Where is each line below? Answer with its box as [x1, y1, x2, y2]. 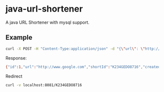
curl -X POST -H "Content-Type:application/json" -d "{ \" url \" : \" [5, 46, 146, 51]
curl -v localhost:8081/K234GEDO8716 [5, 82, 82, 88]
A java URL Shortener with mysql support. [5, 19, 90, 25]
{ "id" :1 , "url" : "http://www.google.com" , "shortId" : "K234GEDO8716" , [5, 64, 143, 69]
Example [5, 33, 33, 42]
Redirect [5, 73, 22, 79]
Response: [5, 55, 27, 61]
